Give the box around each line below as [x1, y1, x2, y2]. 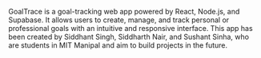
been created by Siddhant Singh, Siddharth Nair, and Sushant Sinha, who [8, 32, 250, 41]
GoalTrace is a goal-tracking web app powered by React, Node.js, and [8, 7, 240, 16]
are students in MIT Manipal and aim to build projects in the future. [8, 41, 228, 50]
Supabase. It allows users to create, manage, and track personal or [8, 15, 230, 25]
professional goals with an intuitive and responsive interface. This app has [8, 24, 254, 33]
